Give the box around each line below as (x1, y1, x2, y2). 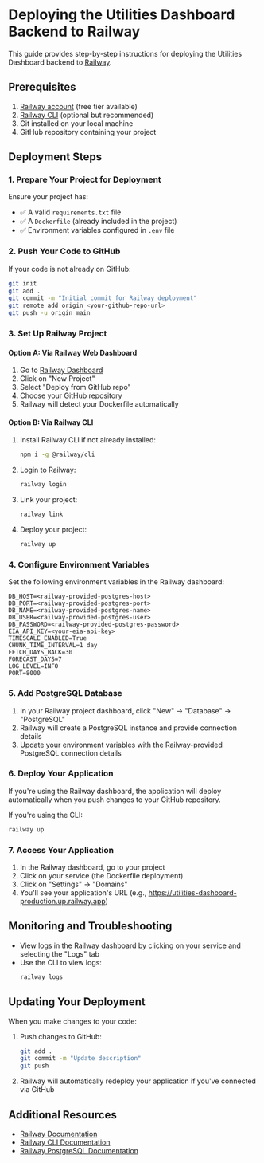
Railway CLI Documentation (19, 1137, 111, 1147)
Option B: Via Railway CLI (8, 417, 94, 427)
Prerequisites (8, 81, 76, 94)
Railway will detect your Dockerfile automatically (19, 399, 179, 409)
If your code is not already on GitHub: (8, 264, 131, 273)
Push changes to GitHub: (19, 1031, 102, 1041)
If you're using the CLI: (8, 810, 83, 819)
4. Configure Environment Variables (8, 559, 149, 570)
